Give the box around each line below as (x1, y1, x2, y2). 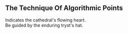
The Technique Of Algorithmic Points (5, 4, 123, 12)
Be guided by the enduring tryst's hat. (5, 22, 83, 28)
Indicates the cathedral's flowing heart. (5, 17, 86, 23)
